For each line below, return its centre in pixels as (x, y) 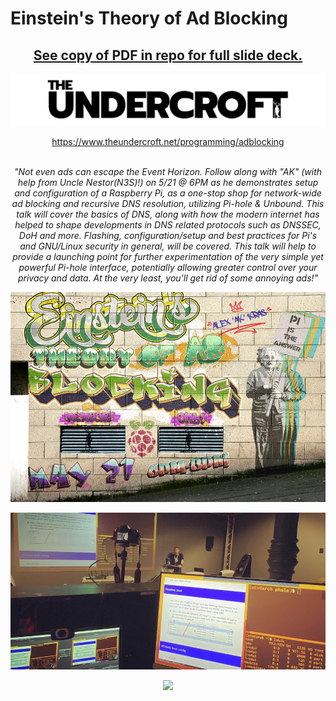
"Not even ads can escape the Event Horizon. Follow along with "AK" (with (168, 172)
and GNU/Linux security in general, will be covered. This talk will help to (168, 246)
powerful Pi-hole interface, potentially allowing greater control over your (168, 268)
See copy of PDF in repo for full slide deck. (168, 55)
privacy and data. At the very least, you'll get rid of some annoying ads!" (168, 278)
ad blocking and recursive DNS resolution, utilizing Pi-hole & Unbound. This (168, 204)
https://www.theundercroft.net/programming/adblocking (168, 142)
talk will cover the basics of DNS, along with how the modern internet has (168, 214)
